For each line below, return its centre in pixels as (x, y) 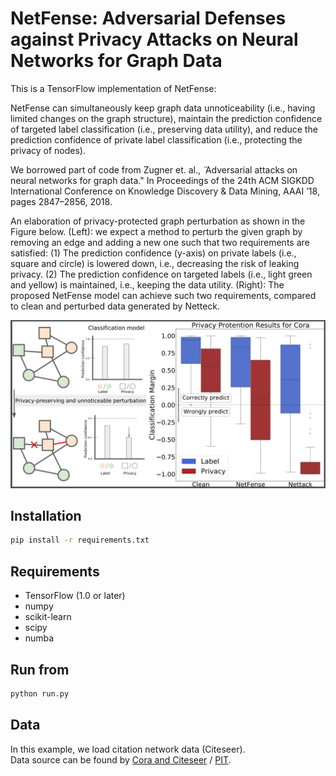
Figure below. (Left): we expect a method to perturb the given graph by (156, 231)
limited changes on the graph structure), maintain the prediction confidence (166, 118)
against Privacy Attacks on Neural (154, 39)
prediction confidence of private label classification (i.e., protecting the (156, 139)
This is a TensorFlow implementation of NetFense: (113, 88)
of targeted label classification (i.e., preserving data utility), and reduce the (164, 129)
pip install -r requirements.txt (80, 540)
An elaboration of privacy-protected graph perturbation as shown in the (158, 221)
